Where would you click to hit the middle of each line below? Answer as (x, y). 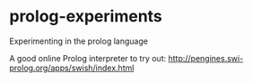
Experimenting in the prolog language (79, 41)
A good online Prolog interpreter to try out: (88, 58)
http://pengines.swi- (206, 58)
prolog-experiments (86, 16)
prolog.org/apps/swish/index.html (72, 68)
